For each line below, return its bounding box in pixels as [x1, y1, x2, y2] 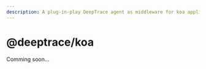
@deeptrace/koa [6, 35, 94, 49]
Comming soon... [6, 56, 50, 63]
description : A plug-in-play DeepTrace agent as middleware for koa [6, 9, 185, 15]
